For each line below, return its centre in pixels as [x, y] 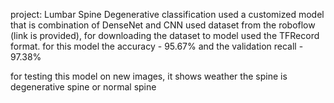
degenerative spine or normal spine [83, 87]
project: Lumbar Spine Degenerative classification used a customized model [167, 14]
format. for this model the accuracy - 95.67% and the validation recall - [157, 46]
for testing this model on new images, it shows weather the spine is [149, 76]
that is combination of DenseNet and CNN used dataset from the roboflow [163, 25]
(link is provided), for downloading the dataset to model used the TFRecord [165, 35]
